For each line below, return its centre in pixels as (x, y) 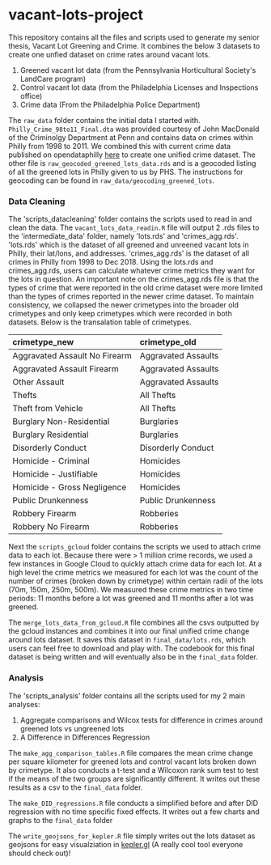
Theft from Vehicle (48, 409)
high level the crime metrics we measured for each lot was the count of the (133, 573)
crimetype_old (168, 342)
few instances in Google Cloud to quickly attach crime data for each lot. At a (135, 564)
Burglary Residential (51, 435)
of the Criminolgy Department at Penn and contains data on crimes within (131, 137)
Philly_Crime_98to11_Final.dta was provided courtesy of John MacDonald (134, 129)
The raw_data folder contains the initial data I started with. (104, 120)
